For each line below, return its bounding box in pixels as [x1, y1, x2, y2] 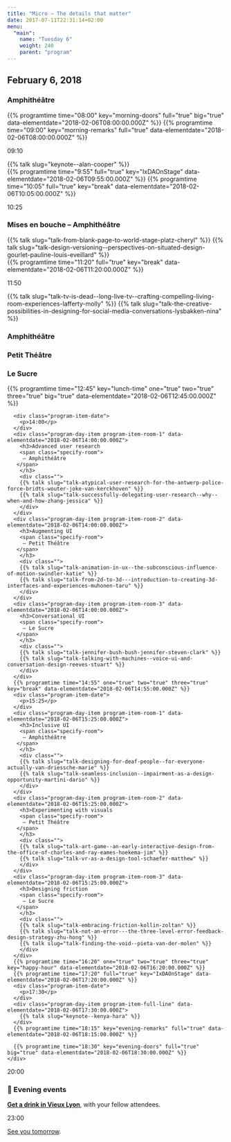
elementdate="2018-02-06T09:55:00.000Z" [7, 175, 133, 183]
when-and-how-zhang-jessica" [7, 498, 91, 504]
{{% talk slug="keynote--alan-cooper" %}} [7, 160, 130, 168]
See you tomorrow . [7, 1127, 62, 1136]
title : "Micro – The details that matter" [7, 10, 131, 17]
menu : [7, 23, 23, 30]
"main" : [13, 29, 36, 37]
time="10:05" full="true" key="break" [7, 182, 114, 191]
